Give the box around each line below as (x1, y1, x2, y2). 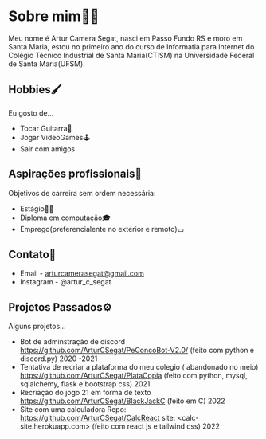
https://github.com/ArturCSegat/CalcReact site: (19, 414, 176, 423)
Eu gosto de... (8, 108, 54, 118)
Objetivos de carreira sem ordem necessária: (8, 188, 156, 198)
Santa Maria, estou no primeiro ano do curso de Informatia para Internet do (8, 41, 255, 51)
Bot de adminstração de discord (19, 337, 126, 347)
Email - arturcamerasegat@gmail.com (19, 268, 145, 278)
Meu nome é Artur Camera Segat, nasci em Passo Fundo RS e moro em (8, 33, 243, 43)
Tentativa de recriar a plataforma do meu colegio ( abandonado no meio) (19, 363, 259, 372)
